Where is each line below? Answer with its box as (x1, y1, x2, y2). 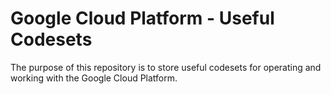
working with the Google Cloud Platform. (10, 72, 178, 84)
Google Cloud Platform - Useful (10, 7, 275, 30)
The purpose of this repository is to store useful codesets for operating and (10, 61, 322, 73)
